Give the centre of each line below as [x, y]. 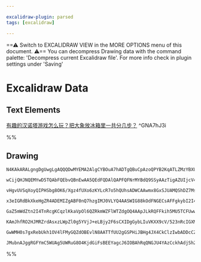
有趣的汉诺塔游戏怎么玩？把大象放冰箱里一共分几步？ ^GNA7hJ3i [86, 125]
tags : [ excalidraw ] [31, 22]
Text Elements [33, 110]
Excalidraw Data [47, 88]
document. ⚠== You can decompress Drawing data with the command [94, 51]
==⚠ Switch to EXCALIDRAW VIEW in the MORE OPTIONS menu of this [94, 45]
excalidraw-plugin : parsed [40, 17]
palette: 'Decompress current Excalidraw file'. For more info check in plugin [99, 57]
